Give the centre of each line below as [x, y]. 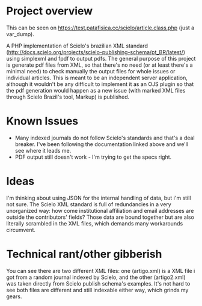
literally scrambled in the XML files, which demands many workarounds [95, 223]
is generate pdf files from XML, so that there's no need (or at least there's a [100, 65]
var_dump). [20, 34]
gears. [14, 296]
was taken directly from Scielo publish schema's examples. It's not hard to [98, 283]
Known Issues [42, 121]
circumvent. [21, 230]
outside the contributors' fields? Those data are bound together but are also [100, 217]
